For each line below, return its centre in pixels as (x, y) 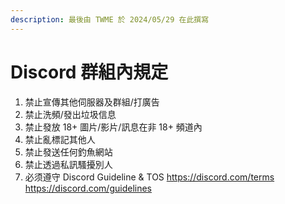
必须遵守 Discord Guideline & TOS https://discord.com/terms (149, 177)
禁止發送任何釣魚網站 (68, 152)
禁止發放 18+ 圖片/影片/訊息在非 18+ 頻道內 (113, 127)
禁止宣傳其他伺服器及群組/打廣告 (92, 102)
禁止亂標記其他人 (60, 139)
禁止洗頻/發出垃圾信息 (70, 114)
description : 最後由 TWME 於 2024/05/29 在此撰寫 (110, 19)
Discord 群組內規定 (89, 72)
